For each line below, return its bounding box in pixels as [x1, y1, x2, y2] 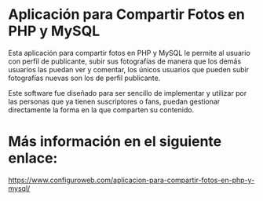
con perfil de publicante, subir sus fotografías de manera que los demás [8, 57, 242, 66]
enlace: [8, 149, 58, 167]
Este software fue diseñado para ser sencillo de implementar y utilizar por [8, 88, 247, 97]
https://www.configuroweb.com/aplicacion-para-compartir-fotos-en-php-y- [8, 175, 255, 185]
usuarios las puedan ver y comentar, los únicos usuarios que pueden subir [8, 64, 250, 74]
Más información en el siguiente [8, 133, 222, 151]
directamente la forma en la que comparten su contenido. [8, 104, 195, 115]
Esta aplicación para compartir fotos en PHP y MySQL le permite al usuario [8, 48, 250, 57]
